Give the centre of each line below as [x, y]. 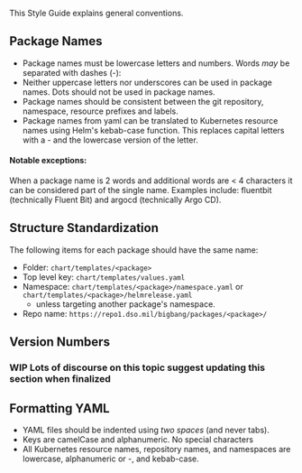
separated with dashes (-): [72, 72]
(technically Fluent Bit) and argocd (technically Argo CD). [115, 200]
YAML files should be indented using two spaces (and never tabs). [146, 430]
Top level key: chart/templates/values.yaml [104, 277]
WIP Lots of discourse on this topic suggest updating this [137, 367]
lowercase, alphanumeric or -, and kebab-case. [111, 459]
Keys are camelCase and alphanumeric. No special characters [138, 439]
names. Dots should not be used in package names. [119, 92]
